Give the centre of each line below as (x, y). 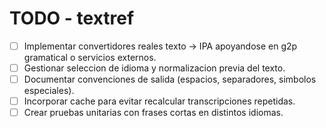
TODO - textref (72, 18)
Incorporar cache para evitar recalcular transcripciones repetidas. (159, 101)
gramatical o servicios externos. (90, 57)
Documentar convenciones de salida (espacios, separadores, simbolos (170, 79)
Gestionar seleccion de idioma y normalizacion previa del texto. (154, 68)
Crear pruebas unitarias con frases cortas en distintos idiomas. (153, 113)
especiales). (49, 91)
